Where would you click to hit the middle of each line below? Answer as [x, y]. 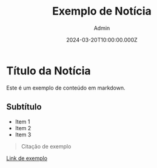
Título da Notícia [48, 71]
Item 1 [22, 121]
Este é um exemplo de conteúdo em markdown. [66, 88]
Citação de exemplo [46, 146]
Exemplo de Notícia [102, 11]
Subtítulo [24, 107]
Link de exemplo [27, 158]
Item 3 [23, 135]
